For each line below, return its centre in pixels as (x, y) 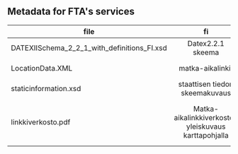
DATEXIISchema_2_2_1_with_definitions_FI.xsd (89, 47)
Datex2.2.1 (206, 43)
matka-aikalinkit (206, 68)
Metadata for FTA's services (71, 12)
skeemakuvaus (206, 93)
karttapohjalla (206, 135)
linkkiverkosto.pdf (41, 122)
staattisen (194, 84)
